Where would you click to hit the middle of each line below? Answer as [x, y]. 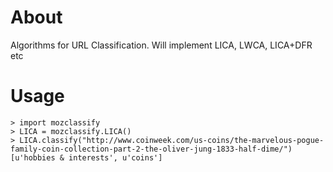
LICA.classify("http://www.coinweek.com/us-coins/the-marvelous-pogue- [172, 140]
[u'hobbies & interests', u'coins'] [86, 157]
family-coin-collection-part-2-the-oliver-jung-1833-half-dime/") [151, 149]
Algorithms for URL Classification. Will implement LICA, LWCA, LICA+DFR [161, 45]
